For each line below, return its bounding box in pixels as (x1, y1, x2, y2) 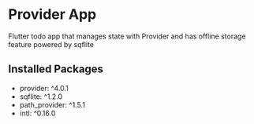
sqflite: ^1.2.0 (19, 92, 63, 101)
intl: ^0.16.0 (19, 108, 56, 118)
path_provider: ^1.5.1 (19, 100, 85, 109)
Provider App (8, 5, 97, 24)
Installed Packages (8, 63, 104, 76)
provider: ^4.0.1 (19, 83, 69, 93)
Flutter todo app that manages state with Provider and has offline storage (8, 31, 246, 41)
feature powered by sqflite (8, 39, 95, 49)
